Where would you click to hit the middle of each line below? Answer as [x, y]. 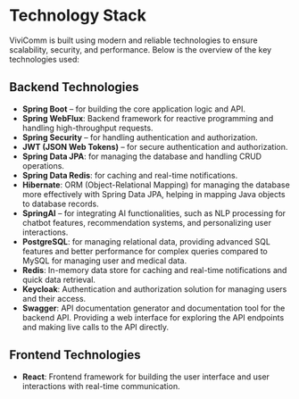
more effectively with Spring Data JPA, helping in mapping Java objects [154, 194]
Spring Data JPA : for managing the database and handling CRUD [141, 156]
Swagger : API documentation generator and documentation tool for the [154, 308]
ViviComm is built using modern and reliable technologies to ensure [133, 40]
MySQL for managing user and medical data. [104, 261]
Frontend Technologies [75, 355]
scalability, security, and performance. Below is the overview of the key [141, 49]
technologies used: [45, 59]
